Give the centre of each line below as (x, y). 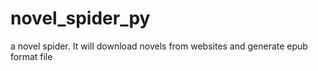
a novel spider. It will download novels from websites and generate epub (159, 46)
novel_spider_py (80, 18)
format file (31, 56)
